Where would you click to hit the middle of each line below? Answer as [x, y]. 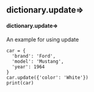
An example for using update [43, 39]
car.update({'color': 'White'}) [47, 77]
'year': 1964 [28, 67]
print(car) [20, 83]
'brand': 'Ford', [34, 56]
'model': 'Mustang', [38, 61]
